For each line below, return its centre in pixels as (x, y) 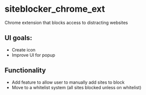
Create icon (23, 49)
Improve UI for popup (33, 55)
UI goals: (18, 38)
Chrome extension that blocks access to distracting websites (66, 23)
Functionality (25, 70)
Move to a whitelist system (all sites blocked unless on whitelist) (76, 87)
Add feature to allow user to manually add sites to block (68, 82)
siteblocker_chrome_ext (55, 9)
